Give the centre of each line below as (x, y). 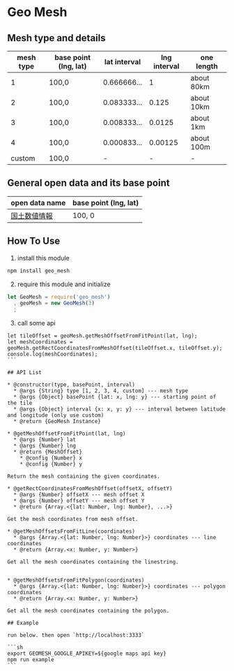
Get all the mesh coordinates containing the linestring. (93, 562)
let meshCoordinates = (40, 342)
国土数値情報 (32, 216)
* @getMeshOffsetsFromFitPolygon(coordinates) (76, 580)
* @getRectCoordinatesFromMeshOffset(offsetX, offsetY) (90, 489)
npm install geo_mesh (39, 271)
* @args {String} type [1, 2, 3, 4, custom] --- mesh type (101, 391)
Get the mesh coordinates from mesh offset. (73, 519)
